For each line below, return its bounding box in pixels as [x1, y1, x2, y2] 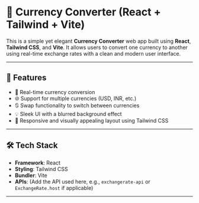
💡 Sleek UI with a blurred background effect [14, 110, 123, 117]
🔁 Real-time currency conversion [14, 88, 95, 95]
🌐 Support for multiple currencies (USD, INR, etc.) [14, 95, 137, 102]
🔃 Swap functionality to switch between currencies [14, 102, 140, 109]
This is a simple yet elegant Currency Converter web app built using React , [6, 37, 191, 44]
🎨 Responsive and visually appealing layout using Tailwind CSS [14, 117, 169, 124]
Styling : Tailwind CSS [14, 165, 68, 172]
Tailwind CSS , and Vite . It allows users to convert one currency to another [6, 44, 188, 51]
